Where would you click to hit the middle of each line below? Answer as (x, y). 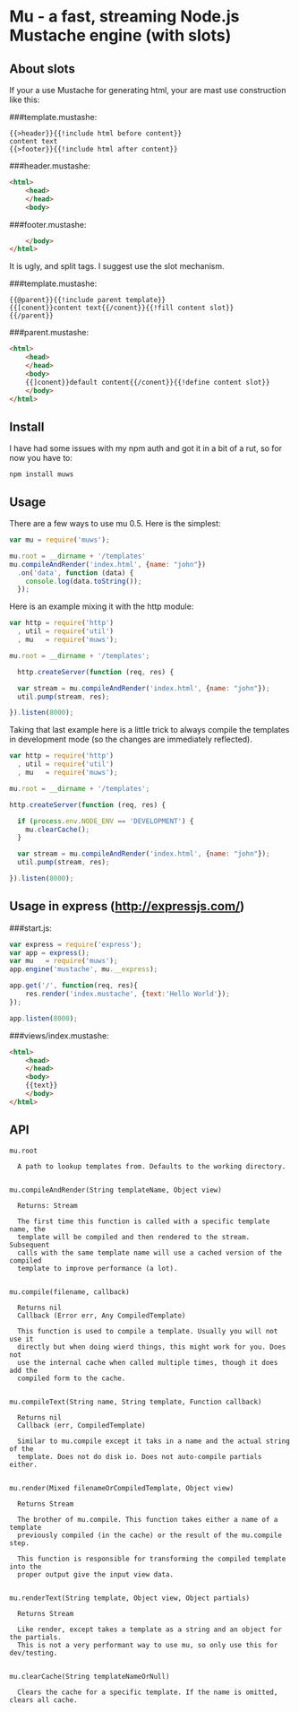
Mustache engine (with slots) (120, 35)
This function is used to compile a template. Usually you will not (148, 1331)
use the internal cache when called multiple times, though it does (148, 1362)
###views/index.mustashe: (59, 1035)
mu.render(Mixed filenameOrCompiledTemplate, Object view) (122, 1488)
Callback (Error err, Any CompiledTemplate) (102, 1316)
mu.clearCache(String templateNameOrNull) (90, 1676)
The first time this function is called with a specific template (144, 1221)
